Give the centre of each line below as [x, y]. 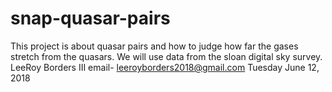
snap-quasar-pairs [90, 18]
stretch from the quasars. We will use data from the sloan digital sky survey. [166, 56]
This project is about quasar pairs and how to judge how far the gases [154, 46]
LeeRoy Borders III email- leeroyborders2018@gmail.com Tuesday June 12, [165, 67]
